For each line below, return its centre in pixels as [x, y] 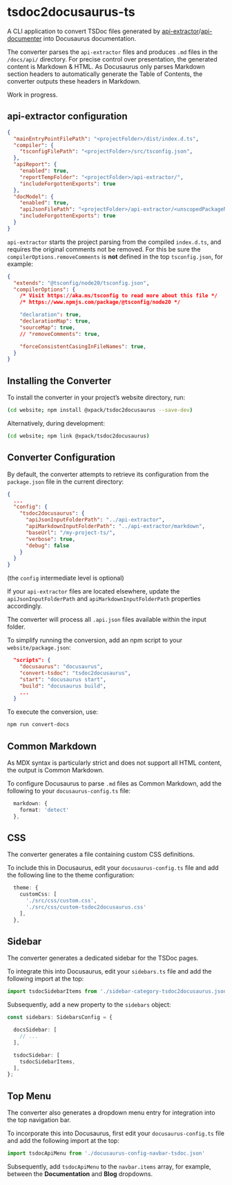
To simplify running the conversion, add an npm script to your [95, 641]
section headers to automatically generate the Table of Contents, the [105, 74]
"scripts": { [32, 661]
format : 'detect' [45, 810]
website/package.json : [39, 647]
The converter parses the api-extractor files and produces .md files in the [113, 52]
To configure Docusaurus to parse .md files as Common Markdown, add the [115, 783]
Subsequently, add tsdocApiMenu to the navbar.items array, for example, [109, 1166]
